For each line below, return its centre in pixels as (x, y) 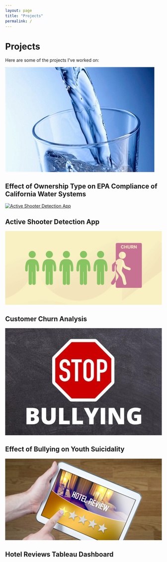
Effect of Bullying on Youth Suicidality (65, 449)
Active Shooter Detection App (52, 222)
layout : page (19, 10)
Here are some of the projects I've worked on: (52, 60)
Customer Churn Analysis (46, 319)
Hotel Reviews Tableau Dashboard (59, 554)
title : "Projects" (24, 16)
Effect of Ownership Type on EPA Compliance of (81, 186)
